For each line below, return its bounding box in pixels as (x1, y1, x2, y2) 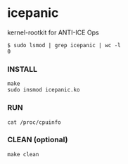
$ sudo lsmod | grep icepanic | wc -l (7, 42, 121, 49)
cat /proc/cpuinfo (7, 118, 61, 126)
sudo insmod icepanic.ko (7, 87, 80, 94)
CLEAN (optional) (7, 135, 68, 145)
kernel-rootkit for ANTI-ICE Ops (7, 28, 100, 37)
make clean (7, 151, 39, 158)
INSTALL (7, 64, 37, 74)
